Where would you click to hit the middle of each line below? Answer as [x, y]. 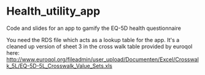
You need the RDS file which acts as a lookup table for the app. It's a [93, 40]
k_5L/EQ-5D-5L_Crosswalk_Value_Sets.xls [59, 66]
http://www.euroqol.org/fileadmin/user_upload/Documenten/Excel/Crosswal [103, 59]
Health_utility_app [53, 11]
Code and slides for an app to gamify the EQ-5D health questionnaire [94, 28]
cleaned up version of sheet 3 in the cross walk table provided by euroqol [99, 46]
